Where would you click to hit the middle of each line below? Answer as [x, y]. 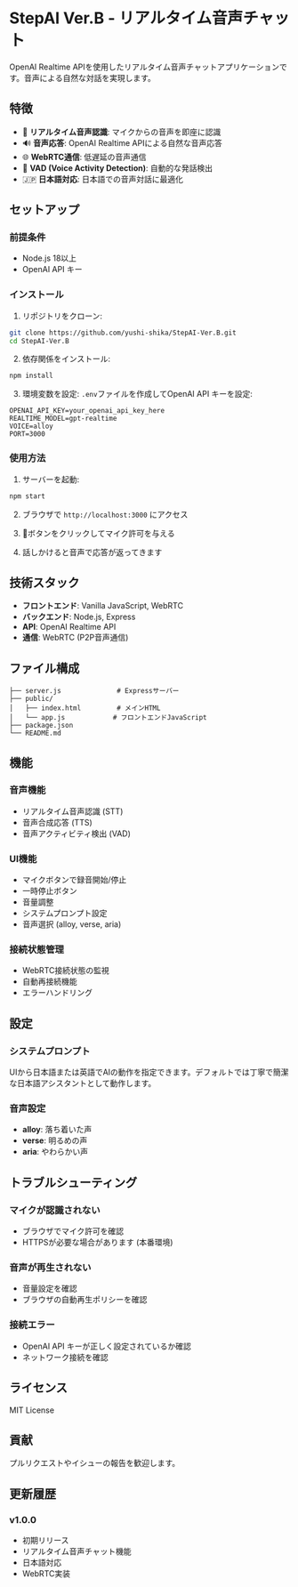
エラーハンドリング [57, 993]
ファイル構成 [44, 668]
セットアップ [44, 210]
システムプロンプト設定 [65, 914]
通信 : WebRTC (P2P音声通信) [75, 638]
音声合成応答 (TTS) [57, 822]
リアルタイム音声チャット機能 [77, 1551]
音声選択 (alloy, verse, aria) [72, 924]
